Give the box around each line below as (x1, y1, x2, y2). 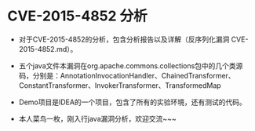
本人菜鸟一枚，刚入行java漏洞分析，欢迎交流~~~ (18, 114, 177, 123)
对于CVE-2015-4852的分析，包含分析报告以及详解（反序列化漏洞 (18, 35, 230, 44)
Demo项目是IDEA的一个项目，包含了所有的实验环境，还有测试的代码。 (18, 97, 246, 107)
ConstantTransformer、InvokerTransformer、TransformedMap (18, 80, 221, 90)
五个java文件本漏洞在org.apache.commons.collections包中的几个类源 (18, 60, 243, 71)
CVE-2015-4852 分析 (7, 7, 148, 25)
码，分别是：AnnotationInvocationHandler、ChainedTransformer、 (18, 71, 236, 80)
